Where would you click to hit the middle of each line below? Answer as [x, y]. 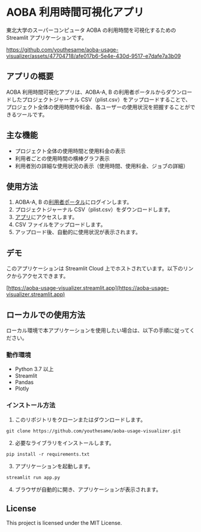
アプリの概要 [30, 77]
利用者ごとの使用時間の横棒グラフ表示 [62, 158]
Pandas [24, 382]
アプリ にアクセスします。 [46, 217]
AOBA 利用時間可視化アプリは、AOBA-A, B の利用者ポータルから [86, 92]
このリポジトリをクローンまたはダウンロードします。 [80, 419]
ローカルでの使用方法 [46, 315]
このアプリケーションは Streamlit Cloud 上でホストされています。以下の [94, 268]
